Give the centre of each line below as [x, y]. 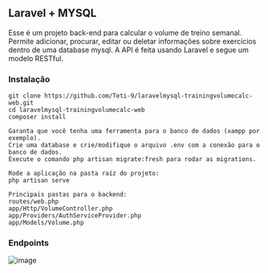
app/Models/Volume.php [46, 223]
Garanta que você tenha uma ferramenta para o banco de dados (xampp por [134, 131]
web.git [21, 103]
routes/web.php [34, 202]
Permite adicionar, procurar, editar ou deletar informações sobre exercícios [132, 41]
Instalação [29, 79]
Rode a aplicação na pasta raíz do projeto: [84, 174]
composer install [37, 117]
